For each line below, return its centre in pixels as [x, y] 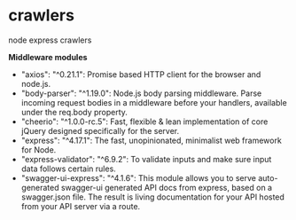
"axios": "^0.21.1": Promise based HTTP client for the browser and [141, 74]
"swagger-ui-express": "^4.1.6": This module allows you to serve [138, 177]
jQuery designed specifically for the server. [100, 130]
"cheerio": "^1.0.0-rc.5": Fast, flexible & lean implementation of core [144, 122]
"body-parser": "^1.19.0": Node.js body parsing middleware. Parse [141, 93]
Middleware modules [48, 57]
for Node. [39, 149]
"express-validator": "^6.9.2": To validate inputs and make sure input [146, 159]
